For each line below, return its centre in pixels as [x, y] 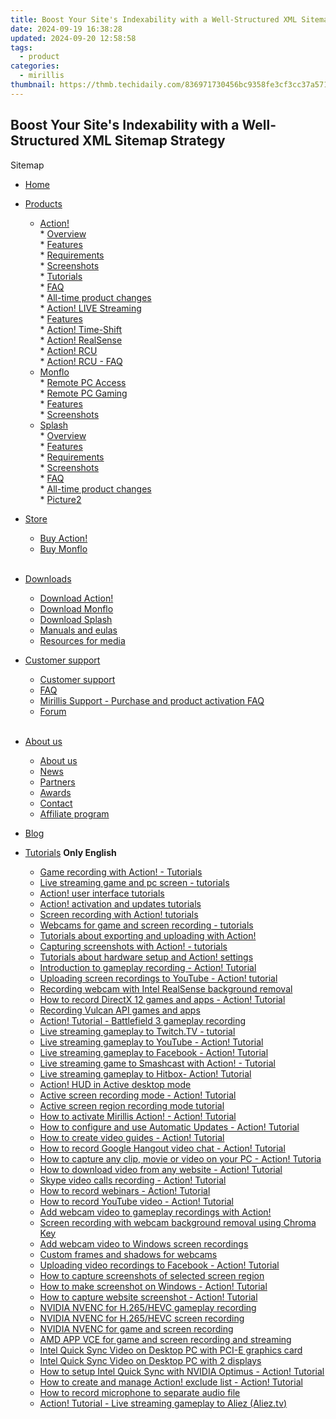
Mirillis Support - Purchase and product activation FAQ [152, 700]
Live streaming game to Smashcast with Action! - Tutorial [157, 1063]
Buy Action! [63, 538]
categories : [35, 66]
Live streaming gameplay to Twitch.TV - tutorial [137, 1031]
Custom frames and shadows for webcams [128, 1254]
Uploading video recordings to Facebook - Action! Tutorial [159, 1265]
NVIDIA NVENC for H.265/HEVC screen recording [142, 1318]
